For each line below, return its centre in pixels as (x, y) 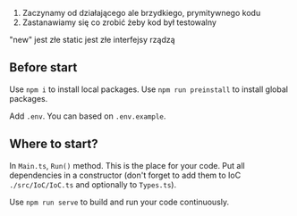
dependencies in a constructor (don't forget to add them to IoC (125, 175)
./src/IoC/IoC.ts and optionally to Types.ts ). (93, 184)
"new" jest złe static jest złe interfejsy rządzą (93, 40)
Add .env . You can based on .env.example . (88, 116)
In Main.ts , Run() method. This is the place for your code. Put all (127, 165)
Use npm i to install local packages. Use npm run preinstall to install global (149, 89)
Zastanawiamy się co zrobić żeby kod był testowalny (119, 22)
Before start (43, 67)
